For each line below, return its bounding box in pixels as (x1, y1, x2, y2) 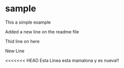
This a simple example (5, 19, 51, 25)
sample (5, 3, 36, 14)
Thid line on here (5, 38, 40, 44)
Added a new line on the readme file (5, 29, 79, 34)
